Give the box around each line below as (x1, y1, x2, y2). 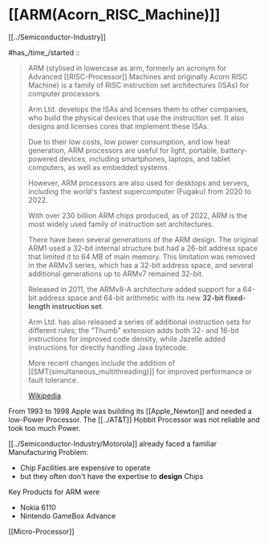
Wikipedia (27, 391, 62, 400)
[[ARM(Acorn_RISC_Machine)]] (8, 6, 221, 24)
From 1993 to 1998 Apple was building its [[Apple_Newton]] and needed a (8, 406, 252, 416)
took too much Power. (8, 423, 81, 432)
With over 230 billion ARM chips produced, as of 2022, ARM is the (27, 210, 248, 220)
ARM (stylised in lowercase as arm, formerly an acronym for (27, 63, 227, 73)
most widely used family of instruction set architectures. (27, 219, 214, 229)
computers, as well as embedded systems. (27, 162, 170, 172)
